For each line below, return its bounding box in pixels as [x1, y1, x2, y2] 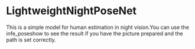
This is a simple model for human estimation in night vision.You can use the [6, 24, 189, 31]
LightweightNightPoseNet [6, 4, 137, 18]
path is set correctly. [6, 36, 56, 43]
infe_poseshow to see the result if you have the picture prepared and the [6, 30, 183, 37]
